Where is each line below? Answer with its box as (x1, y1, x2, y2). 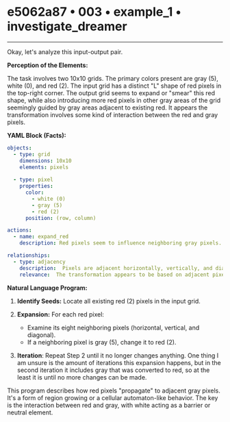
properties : (19, 183, 53, 190)
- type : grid (13, 151, 51, 158)
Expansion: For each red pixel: (16, 310, 105, 319)
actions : (7, 227, 32, 234)
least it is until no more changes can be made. (16, 373, 147, 381)
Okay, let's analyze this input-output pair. (7, 47, 123, 55)
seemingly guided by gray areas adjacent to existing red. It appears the (7, 103, 208, 112)
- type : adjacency (13, 258, 66, 265)
